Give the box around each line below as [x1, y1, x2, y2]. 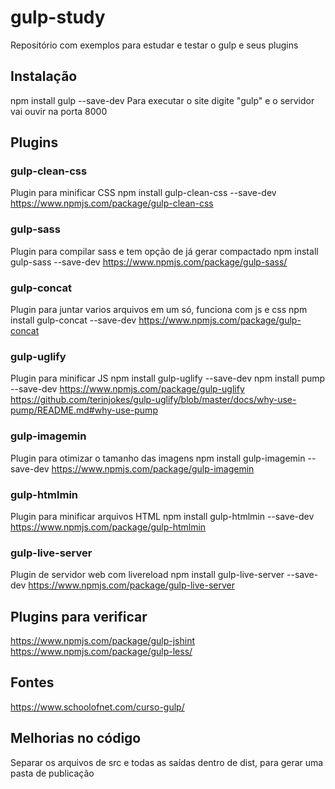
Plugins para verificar [10, 608, 148, 625]
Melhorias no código [10, 730, 142, 747]
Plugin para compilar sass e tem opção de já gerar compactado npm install [10, 245, 319, 257]
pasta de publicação [10, 767, 95, 779]
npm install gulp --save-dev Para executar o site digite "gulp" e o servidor [10, 94, 315, 106]
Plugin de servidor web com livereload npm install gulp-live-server [10, 569, 285, 581]
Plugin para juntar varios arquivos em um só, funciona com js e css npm [10, 304, 308, 316]
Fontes [10, 674, 55, 691]
